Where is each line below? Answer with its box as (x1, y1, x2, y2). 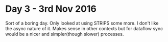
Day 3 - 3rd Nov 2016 (5, 3, 97, 15)
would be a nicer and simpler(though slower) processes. (5, 31, 124, 37)
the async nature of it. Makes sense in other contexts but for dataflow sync (5, 25, 163, 31)
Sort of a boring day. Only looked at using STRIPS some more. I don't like (5, 20, 159, 26)
